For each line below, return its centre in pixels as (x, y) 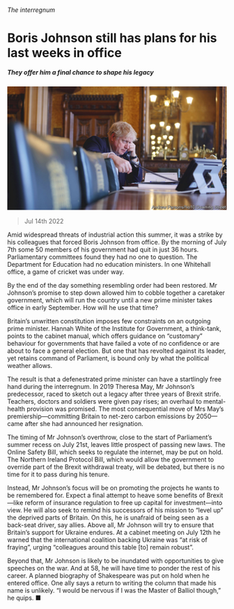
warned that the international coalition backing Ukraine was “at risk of (107, 540)
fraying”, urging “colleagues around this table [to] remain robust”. (100, 548)
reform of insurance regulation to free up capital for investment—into (124, 503)
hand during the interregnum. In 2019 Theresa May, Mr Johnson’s (101, 387)
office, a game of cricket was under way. (66, 272)
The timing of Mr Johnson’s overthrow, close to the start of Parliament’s (110, 437)
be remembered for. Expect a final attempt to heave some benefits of (106, 495)
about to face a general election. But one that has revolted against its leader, (117, 351)
